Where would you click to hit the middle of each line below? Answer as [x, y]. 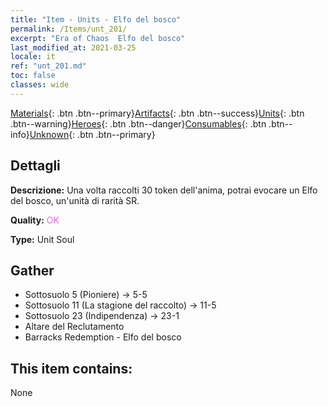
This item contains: [71, 368]
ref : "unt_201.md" [48, 66]
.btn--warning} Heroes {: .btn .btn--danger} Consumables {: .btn [138, 123]
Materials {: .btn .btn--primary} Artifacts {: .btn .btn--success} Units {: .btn [157, 113]
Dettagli [35, 166]
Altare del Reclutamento [74, 327]
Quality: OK [35, 220]
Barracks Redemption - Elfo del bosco [103, 337]
